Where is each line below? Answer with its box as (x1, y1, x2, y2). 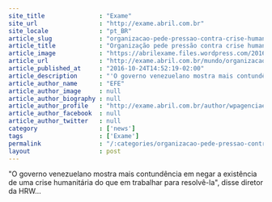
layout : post (8, 147, 121, 155)
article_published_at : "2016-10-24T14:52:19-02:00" (8, 65, 205, 73)
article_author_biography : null (8, 95, 121, 103)
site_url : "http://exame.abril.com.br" (8, 19, 205, 27)
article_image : (8, 49, 104, 57)
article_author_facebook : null (8, 110, 121, 118)
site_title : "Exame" (8, 11, 132, 20)
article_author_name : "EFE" (8, 79, 125, 87)
